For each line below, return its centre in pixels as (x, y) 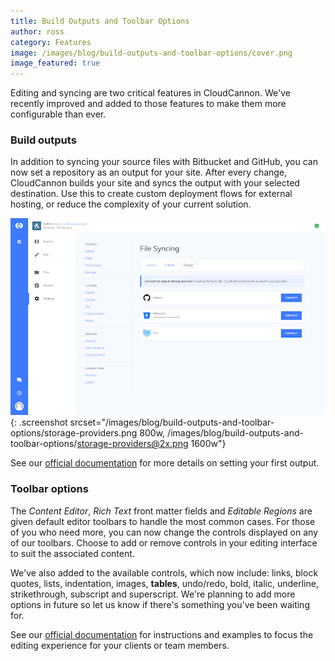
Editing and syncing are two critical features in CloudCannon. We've (150, 93)
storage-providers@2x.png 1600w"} (151, 444)
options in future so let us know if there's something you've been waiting (160, 604)
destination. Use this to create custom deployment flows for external (151, 194)
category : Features (51, 42)
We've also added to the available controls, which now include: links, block (164, 572)
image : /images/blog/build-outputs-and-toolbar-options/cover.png (151, 53)
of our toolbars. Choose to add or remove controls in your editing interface (164, 542)
